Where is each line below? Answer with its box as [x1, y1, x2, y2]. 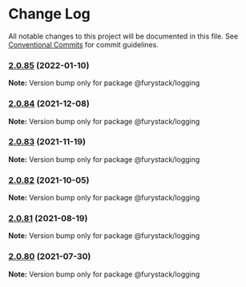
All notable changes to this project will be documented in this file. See [8, 31, 239, 41]
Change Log [8, 5, 91, 23]
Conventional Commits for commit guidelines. [8, 39, 159, 49]
